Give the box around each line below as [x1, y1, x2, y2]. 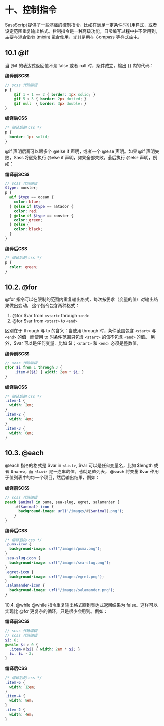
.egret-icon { [5, 569, 34, 575]
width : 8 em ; [9, 698, 34, 703]
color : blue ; [14, 199, 41, 204]
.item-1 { [5, 398, 26, 403]
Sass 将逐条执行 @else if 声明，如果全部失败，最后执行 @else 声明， [13, 154, 153, 160]
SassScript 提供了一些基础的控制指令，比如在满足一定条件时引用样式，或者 [5, 22, 157, 28]
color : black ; [14, 227, 43, 232]
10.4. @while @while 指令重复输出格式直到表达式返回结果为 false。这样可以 [5, 602, 158, 608]
